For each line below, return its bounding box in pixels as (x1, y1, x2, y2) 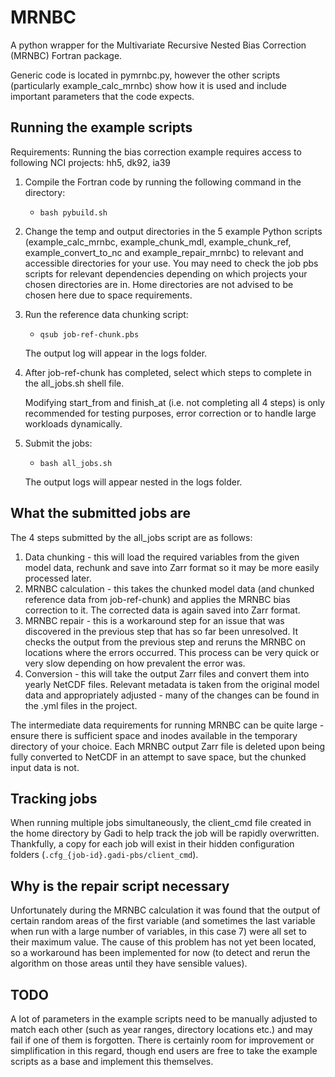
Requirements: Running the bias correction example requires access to (10, 146, 302, 158)
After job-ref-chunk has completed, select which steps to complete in (24, 366, 312, 378)
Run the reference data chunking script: (24, 308, 189, 320)
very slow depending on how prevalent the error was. (24, 657, 246, 669)
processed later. (24, 572, 92, 584)
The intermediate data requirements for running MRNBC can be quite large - (10, 719, 325, 731)
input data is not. (10, 761, 80, 773)
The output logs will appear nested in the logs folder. (24, 476, 243, 488)
